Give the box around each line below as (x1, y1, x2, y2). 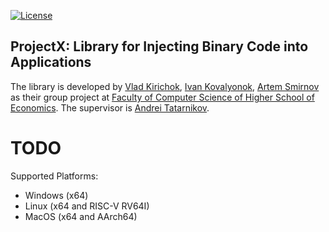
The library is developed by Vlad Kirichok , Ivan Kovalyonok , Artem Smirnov (10, 80, 320, 92)
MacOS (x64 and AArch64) (24, 210, 138, 222)
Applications (10, 54, 92, 71)
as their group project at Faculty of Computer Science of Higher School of (10, 91, 315, 103)
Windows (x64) (24, 189, 89, 201)
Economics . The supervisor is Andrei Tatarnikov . (10, 101, 210, 114)
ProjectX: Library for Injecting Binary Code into (10, 38, 309, 55)
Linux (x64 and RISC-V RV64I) (24, 200, 150, 212)
